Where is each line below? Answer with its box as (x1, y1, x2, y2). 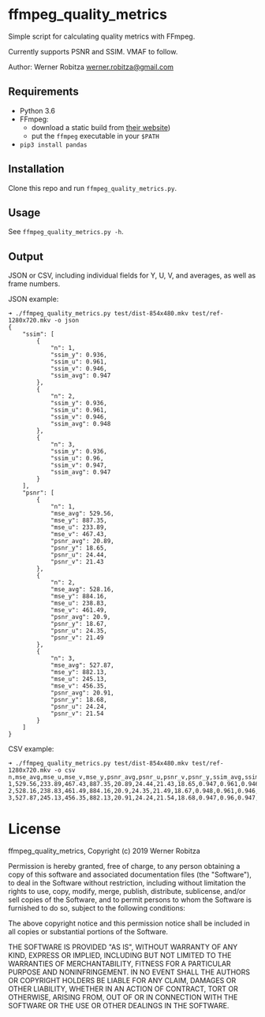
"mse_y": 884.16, (50, 593, 108, 601)
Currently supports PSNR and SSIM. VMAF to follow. (8, 47, 178, 56)
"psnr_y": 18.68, (50, 696, 108, 704)
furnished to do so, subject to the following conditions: (8, 903, 185, 913)
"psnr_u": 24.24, (50, 703, 108, 711)
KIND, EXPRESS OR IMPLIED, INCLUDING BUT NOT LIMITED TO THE (8, 951, 232, 960)
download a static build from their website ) (31, 122, 171, 132)
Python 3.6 (19, 106, 55, 115)
